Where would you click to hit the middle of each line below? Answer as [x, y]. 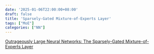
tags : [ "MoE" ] [20, 23]
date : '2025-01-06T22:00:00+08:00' [42, 9]
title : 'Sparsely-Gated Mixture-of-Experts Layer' [58, 18]
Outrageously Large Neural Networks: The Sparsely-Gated [65, 41]
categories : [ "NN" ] [25, 28]
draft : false [19, 14]
